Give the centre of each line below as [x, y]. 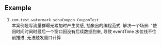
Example [18, 8]
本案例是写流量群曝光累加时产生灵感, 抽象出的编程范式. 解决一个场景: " [82, 25]
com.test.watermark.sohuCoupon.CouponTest [55, 20]
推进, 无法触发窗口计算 [38, 37]
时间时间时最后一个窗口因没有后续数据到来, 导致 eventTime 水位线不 [84, 31]
